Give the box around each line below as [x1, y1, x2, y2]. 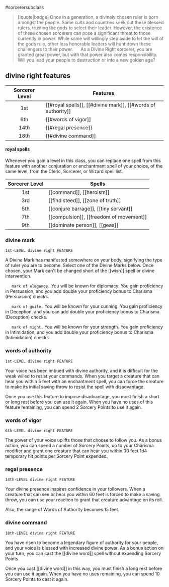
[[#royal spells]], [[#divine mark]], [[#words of [45, 101, 156, 108]
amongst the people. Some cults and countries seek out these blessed [17, 20, 164, 25]
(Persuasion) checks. [5, 294, 49, 300]
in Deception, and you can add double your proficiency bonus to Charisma [5, 309, 160, 315]
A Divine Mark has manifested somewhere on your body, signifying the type [5, 257, 162, 263]
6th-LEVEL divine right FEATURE [5, 428, 73, 433]
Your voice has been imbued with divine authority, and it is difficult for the [5, 367, 158, 373]
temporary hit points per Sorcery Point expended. [5, 453, 108, 459]
